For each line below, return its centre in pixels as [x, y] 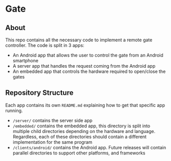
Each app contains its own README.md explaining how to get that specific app [85, 105]
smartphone [26, 61]
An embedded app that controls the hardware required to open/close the [89, 71]
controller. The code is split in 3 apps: [45, 45]
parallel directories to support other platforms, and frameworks [79, 153]
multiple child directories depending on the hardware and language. [84, 131]
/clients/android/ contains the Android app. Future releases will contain [89, 147]
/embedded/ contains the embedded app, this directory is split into [81, 126]
